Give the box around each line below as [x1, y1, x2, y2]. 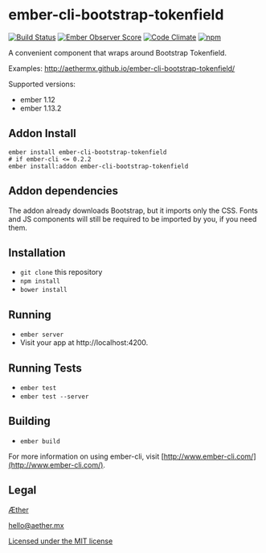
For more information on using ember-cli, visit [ [8, 451, 165, 461]
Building [8, 414, 51, 428]
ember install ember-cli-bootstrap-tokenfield [8, 148, 167, 156]
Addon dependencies [8, 184, 119, 198]
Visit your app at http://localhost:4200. [19, 338, 149, 347]
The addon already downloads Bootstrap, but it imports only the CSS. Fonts [8, 206, 259, 215]
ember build [19, 437, 60, 445]
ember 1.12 [19, 94, 55, 104]
